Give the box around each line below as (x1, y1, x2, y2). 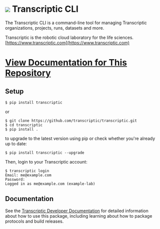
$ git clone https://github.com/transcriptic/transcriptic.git (5, 118, 137, 123)
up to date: (5, 140, 27, 146)
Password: (5, 177, 26, 182)
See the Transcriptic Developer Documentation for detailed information (5, 208, 149, 214)
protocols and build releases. (5, 218, 64, 224)
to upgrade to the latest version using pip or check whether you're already (5, 135, 156, 141)
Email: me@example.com (5, 172, 52, 178)
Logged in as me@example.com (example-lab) (5, 181, 96, 186)
